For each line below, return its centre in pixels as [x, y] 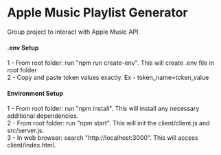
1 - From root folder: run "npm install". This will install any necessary [103, 109]
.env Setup [23, 48]
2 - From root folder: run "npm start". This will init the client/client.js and [109, 123]
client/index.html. [32, 145]
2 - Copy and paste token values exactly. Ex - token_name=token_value [108, 78]
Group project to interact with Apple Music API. [74, 32]
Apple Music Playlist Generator [97, 13]
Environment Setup [35, 93]
